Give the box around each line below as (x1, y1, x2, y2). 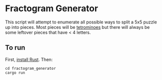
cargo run (5, 70, 26, 75)
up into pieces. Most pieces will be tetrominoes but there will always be (5, 24, 150, 30)
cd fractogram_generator (5, 66, 56, 71)
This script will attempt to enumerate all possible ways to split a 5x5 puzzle (5, 19, 157, 25)
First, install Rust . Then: (5, 57, 53, 62)
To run (5, 43, 26, 52)
